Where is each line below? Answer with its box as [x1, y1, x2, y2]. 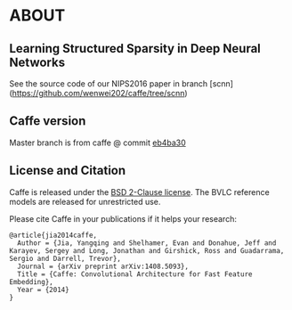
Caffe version [9, 113, 86, 129]
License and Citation [9, 163, 126, 178]
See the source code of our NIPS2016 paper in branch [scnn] [9, 78, 234, 89]
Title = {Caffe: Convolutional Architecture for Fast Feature [17, 269, 253, 279]
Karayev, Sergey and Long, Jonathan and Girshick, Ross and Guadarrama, [9, 246, 285, 255]
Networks [9, 54, 65, 69]
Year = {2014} [17, 285, 69, 294]
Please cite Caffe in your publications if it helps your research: [9, 213, 238, 224]
